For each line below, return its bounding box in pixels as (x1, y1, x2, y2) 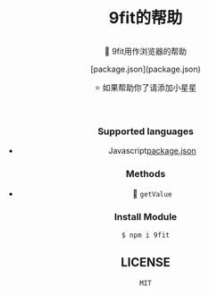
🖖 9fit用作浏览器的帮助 (104, 46, 188, 56)
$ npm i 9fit (121, 231, 170, 240)
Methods (125, 168, 166, 181)
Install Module (113, 210, 178, 223)
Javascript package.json (108, 146, 196, 156)
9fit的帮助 (108, 8, 183, 28)
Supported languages (97, 125, 194, 138)
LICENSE (120, 255, 171, 270)
